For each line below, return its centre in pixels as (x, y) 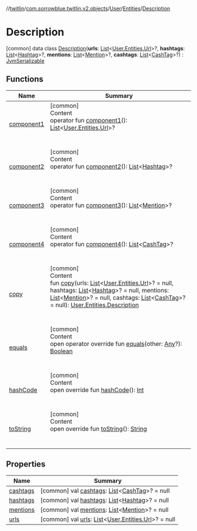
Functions (25, 79)
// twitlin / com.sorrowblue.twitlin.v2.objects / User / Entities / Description (88, 8)
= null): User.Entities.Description (94, 305)
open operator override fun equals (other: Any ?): (116, 343)
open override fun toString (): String (98, 428)
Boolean (61, 351)
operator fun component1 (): (89, 120)
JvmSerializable (26, 60)
